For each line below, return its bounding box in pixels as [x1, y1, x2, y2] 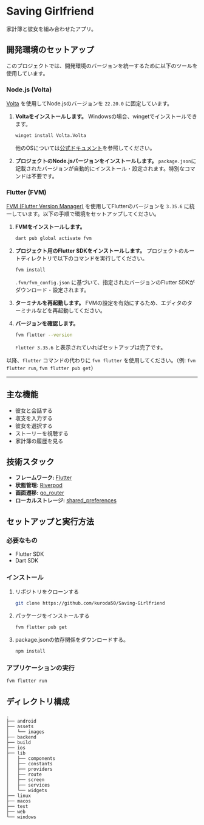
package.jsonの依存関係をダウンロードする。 [15, 636, 129, 644]
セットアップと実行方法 [6, 516, 94, 527]
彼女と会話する [15, 407, 53, 414]
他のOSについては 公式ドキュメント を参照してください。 [15, 144, 155, 152]
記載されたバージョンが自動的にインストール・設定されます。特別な [15, 164, 185, 172]
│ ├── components [6, 756, 56, 762]
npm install [15, 648, 46, 655]
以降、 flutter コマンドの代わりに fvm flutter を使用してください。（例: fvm [6, 356, 196, 363]
